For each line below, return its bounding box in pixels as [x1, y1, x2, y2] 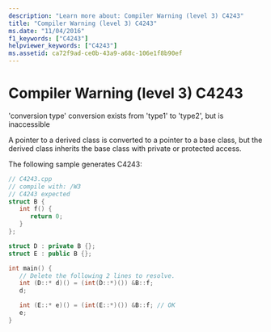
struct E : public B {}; [8, 250, 92, 258]
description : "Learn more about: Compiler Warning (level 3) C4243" [8, 11, 244, 20]
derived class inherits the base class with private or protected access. [8, 143, 242, 153]
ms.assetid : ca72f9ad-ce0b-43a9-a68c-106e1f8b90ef [8, 49, 183, 57]
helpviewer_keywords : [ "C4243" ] [8, 42, 117, 50]
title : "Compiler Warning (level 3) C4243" [8, 19, 158, 27]
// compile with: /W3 [8, 183, 82, 191]
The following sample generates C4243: [8, 159, 143, 169]
